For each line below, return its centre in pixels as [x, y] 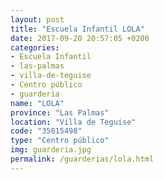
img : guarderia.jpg [51, 150]
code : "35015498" [46, 131]
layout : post [37, 19]
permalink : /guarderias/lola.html [82, 159]
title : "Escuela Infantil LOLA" [77, 29]
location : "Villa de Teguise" [73, 122]
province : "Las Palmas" [60, 112]
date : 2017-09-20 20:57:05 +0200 [80, 38]
